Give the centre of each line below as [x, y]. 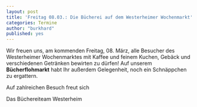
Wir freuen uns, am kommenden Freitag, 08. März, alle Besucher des [90, 51]
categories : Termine [32, 23]
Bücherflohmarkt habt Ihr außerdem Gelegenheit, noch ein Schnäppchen [96, 70]
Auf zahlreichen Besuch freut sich [48, 87]
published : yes [25, 34]
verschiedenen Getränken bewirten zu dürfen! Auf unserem [79, 64]
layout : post [22, 12]
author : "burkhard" [30, 28]
